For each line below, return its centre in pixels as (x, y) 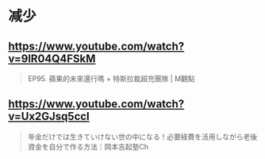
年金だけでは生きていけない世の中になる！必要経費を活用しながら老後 (142, 137)
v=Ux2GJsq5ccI (49, 116)
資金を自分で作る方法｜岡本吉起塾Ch (88, 146)
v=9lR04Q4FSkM (52, 58)
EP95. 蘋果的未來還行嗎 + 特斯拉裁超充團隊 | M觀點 (111, 79)
